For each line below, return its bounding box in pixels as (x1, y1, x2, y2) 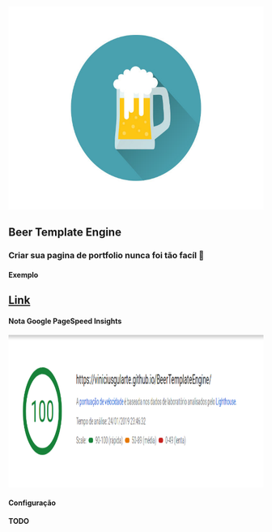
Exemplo (8, 270, 39, 279)
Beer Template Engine (8, 226, 121, 240)
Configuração (8, 498, 57, 508)
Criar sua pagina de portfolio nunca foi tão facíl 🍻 (8, 250, 205, 262)
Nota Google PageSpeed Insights (8, 316, 122, 326)
